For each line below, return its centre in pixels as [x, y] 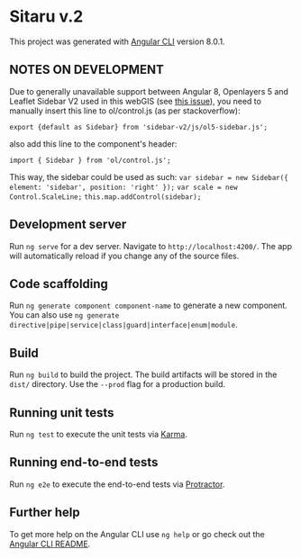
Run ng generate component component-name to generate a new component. [149, 306]
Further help [45, 513]
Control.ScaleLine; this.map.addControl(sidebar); [105, 197]
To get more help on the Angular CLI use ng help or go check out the [137, 534]
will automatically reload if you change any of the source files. [124, 256]
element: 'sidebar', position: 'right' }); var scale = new [123, 187]
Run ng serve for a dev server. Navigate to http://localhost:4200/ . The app [151, 246]
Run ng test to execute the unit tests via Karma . [98, 434]
